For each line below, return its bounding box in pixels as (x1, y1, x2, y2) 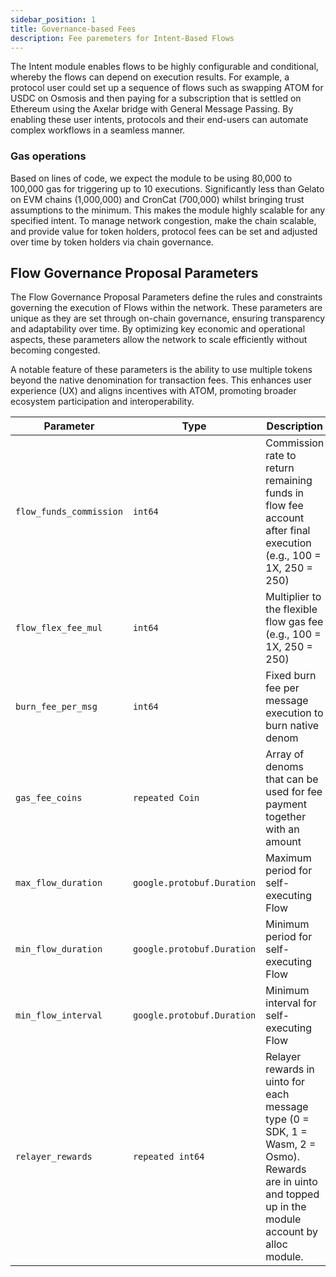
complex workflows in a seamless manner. (10, 124, 186, 136)
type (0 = (265, 1112, 310, 1126)
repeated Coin (132, 792, 200, 804)
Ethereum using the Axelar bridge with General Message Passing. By (10, 103, 294, 115)
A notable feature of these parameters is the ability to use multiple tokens (10, 364, 313, 376)
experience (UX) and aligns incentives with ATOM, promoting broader (10, 385, 297, 397)
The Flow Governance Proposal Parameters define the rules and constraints (10, 291, 323, 303)
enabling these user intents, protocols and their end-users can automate (10, 114, 309, 126)
